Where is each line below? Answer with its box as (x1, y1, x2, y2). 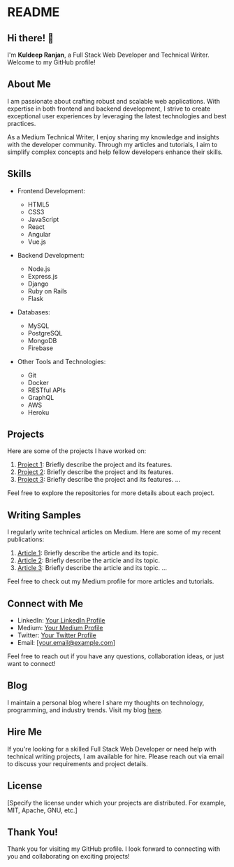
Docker (27, 378, 49, 387)
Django (27, 279, 49, 288)
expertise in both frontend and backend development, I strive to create (7, 104, 211, 113)
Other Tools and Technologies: (17, 357, 106, 366)
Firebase (27, 344, 54, 352)
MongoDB (27, 336, 57, 345)
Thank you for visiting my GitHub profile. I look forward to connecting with (7, 845, 221, 853)
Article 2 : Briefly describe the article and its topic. (17, 556, 161, 564)
